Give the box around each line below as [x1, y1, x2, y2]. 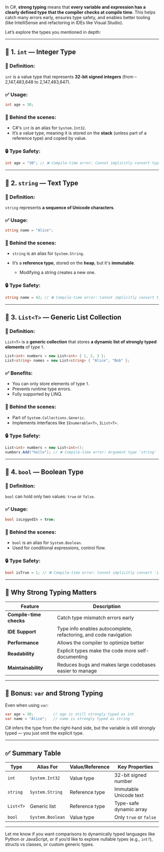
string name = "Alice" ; [5, 228, 54, 233]
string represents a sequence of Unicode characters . [5, 205, 115, 211]
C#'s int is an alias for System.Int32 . [12, 125, 86, 131]
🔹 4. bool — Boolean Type [5, 468, 84, 476]
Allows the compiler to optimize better [57, 639, 144, 646]
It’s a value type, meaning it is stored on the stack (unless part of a [12, 130, 147, 136]
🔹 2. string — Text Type [5, 179, 79, 187]
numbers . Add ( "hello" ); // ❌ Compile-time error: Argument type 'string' [5, 449, 157, 454]
